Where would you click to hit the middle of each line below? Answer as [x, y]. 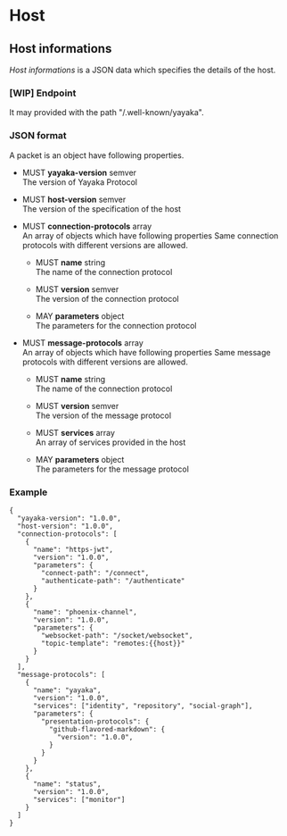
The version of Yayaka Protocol [80, 182]
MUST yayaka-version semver [79, 172]
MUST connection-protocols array [87, 226]
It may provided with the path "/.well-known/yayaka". [107, 113]
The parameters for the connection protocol [116, 325]
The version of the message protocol [103, 415]
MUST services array [75, 432]
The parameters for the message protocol [112, 469]
